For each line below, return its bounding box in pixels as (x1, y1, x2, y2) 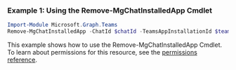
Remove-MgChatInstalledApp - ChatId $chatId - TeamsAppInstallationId (7, 28, 212, 35)
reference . (7, 55, 37, 64)
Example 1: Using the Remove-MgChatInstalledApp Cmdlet (7, 6, 213, 15)
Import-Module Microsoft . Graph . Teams (7, 22, 118, 29)
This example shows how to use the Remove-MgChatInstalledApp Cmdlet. (7, 41, 223, 49)
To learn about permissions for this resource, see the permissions (7, 48, 198, 57)
